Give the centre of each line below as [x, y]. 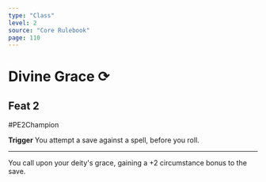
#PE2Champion [34, 125]
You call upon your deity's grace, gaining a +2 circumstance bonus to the [128, 163]
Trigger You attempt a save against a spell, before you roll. [104, 140]
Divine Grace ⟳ [59, 77]
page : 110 [25, 38]
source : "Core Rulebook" [49, 30]
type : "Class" [32, 15]
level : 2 [23, 23]
